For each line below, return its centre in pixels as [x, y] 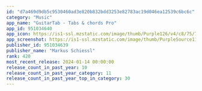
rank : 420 [19, 56]
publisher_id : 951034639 [37, 45]
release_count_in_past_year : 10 [47, 67]
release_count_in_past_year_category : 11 [59, 73]
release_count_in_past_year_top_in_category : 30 [68, 78]
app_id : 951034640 [29, 28]
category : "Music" [29, 17]
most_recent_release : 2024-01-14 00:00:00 [60, 62]
